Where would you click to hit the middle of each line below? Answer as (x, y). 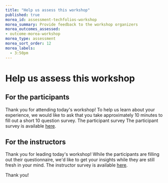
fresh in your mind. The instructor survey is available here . (67, 165)
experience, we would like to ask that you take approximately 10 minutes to (84, 115)
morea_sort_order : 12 (28, 44)
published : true (22, 15)
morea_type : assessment (31, 39)
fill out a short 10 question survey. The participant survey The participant (82, 120)
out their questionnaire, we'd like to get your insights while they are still (80, 160)
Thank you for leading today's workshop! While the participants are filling (82, 154)
